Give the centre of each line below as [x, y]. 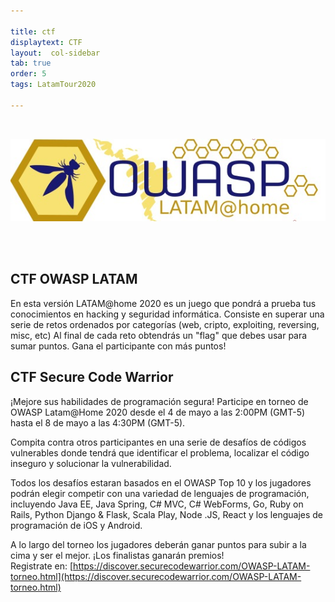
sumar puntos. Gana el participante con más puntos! [118, 346]
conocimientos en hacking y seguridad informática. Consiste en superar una [167, 314]
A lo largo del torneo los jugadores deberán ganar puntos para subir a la [158, 544]
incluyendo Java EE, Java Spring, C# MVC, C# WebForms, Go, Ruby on [157, 504]
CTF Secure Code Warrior [92, 377]
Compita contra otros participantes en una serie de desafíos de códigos [158, 442]
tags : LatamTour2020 [53, 85]
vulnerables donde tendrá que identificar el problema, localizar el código [160, 452]
